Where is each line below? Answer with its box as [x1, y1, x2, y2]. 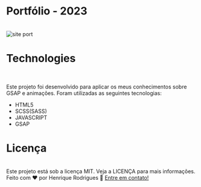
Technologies [6, 52, 76, 66]
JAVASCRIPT [14, 114, 48, 121]
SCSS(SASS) [14, 107, 47, 115]
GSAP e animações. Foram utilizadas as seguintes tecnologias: [6, 89, 162, 97]
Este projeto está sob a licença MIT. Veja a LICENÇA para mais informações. [6, 167, 196, 175]
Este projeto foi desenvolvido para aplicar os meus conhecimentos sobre [6, 83, 187, 90]
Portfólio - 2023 [6, 4, 88, 18]
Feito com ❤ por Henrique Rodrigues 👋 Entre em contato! [6, 174, 149, 181]
